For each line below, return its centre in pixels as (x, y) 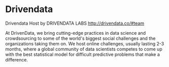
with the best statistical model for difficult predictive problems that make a (83, 54)
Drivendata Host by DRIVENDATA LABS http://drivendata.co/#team (75, 23)
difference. (17, 59)
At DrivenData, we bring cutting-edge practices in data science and (75, 33)
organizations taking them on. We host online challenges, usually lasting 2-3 (85, 43)
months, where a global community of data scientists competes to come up (84, 49)
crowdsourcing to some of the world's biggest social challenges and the (80, 38)
